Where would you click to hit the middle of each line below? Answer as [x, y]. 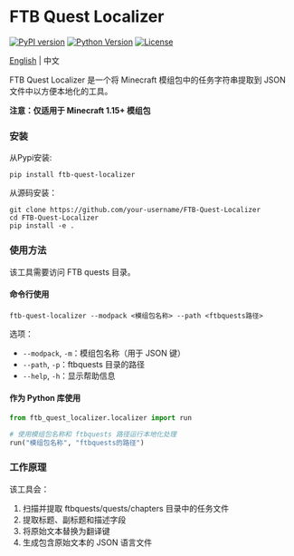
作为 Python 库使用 [45, 398]
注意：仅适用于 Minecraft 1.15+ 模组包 [80, 110]
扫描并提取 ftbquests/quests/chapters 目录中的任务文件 [126, 508]
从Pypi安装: [31, 158]
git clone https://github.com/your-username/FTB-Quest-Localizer [135, 210]
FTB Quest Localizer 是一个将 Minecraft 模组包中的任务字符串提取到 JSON [148, 80]
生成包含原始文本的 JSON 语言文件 [87, 542]
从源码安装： [33, 193]
